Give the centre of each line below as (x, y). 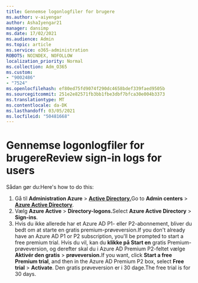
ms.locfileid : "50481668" (38, 116)
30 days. (25, 274)
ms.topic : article (29, 45)
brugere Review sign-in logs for (84, 158)
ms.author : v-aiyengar (34, 17)
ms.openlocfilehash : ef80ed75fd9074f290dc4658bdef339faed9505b (86, 89)
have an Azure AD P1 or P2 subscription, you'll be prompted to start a (99, 236)
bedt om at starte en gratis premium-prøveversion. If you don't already (100, 230)
